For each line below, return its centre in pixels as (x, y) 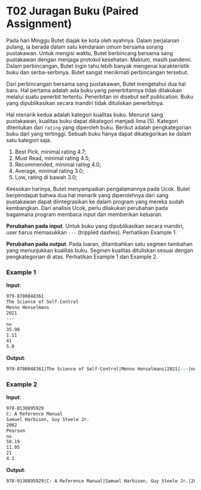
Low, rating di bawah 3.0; (46, 177)
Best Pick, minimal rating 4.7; (51, 152)
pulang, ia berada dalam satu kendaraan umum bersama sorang (85, 47)
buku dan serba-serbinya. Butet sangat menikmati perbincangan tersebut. (98, 72)
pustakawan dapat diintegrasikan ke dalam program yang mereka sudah (95, 202)
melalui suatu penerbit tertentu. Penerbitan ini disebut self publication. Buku (100, 97)
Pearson (16, 431)
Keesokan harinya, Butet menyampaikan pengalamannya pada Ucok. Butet (98, 189)
